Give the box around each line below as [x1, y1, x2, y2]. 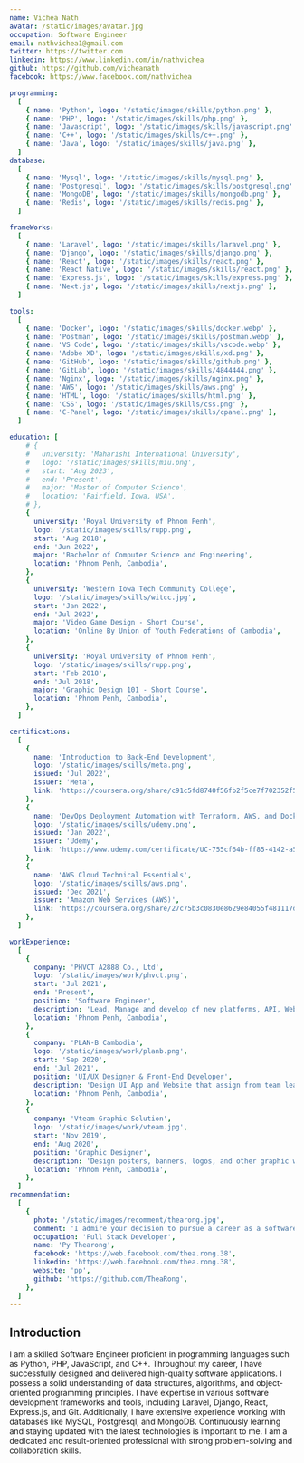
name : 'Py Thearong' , [33, 1241, 116, 1250]
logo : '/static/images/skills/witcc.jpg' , [33, 593, 196, 602]
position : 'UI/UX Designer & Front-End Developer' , [33, 1071, 233, 1081]
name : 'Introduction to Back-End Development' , [33, 752, 217, 761]
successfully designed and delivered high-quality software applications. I [9, 1368, 282, 1379]
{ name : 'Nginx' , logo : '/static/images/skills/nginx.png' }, [25, 373, 265, 383]
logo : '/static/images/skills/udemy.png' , [33, 819, 196, 829]
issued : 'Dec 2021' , [33, 887, 111, 896]
